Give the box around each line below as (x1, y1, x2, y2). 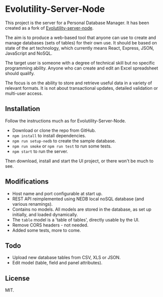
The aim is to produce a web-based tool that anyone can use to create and (5, 35, 156, 40)
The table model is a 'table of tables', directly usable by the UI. (12, 217, 140, 223)
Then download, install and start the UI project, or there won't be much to (5, 158, 154, 164)
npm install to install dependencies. (12, 132, 86, 139)
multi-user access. (5, 90, 43, 96)
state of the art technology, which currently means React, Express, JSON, (5, 45, 154, 51)
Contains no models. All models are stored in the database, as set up (12, 206, 152, 212)
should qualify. (5, 70, 35, 76)
